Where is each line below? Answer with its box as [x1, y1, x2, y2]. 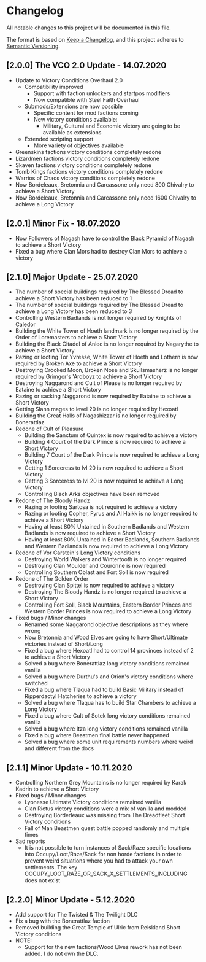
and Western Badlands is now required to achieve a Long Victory [24, 543, 188, 550]
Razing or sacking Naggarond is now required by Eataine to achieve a [15, 392, 191, 400]
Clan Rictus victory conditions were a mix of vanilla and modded [24, 805, 187, 812]
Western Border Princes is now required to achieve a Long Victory [24, 608, 192, 615]
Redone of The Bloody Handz [15, 497, 90, 504]
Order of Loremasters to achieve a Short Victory [15, 334, 137, 341]
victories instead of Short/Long [24, 640, 103, 648]
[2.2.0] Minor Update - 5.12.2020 [6, 894, 135, 905]
